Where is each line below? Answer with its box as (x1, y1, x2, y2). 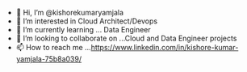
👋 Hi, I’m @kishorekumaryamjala (15, 8, 123, 17)
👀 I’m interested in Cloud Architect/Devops (15, 16, 158, 26)
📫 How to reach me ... (15, 43, 91, 52)
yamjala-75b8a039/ (15, 54, 82, 64)
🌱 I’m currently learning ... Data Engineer (15, 25, 151, 34)
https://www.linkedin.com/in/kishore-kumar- (90, 43, 239, 52)
